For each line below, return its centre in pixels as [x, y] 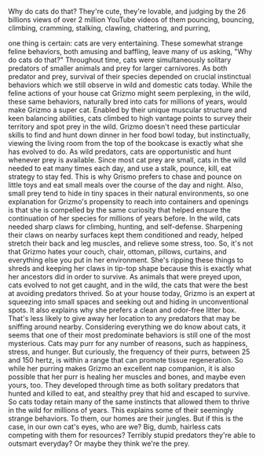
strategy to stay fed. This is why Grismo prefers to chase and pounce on [125, 177]
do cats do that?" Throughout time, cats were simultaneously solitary [120, 60]
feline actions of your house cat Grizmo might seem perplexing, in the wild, [130, 93]
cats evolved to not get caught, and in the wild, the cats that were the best [128, 285]
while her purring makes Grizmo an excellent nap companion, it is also [122, 368]
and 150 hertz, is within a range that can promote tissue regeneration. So [126, 360]
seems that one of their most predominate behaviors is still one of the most [130, 335]
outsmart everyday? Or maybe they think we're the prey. [99, 443]
